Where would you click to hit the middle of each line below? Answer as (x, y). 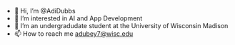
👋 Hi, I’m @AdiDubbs (45, 11)
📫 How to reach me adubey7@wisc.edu (74, 34)
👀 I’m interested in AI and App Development (78, 18)
